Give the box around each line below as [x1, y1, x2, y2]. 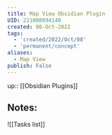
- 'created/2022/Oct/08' [13, 36, 87, 43]
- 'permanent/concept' [13, 43, 80, 50]
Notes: [7, 102, 37, 114]
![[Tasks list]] [7, 120, 46, 129]
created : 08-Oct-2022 [7, 23, 71, 30]
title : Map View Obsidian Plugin [7, 10, 106, 17]
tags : [7, 29, 23, 37]
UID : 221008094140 [7, 17, 61, 24]
